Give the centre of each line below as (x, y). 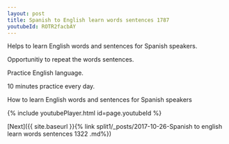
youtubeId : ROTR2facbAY (42, 26)
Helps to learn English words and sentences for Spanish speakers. (102, 46)
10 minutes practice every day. (51, 87)
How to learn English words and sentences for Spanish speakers (100, 100)
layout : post (26, 13)
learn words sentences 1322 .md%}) (60, 134)
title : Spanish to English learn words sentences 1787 (88, 20)
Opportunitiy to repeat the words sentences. (71, 60)
